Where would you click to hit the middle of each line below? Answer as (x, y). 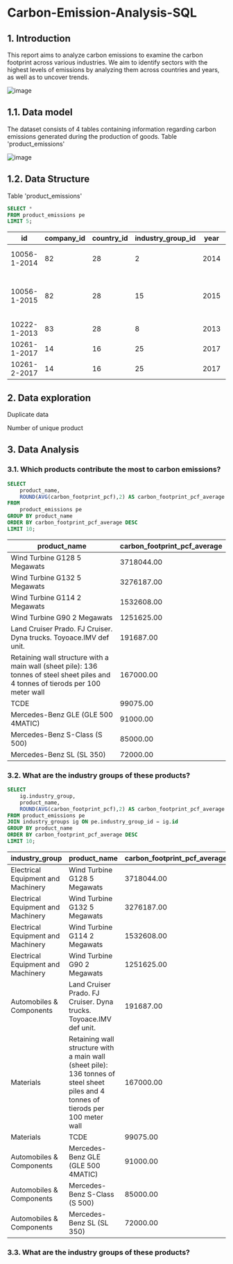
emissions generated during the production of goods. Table (92, 136)
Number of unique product (45, 428)
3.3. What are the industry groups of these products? (99, 1252)
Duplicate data (28, 415)
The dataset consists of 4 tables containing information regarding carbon (112, 129)
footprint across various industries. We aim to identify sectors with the (107, 62)
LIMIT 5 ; (20, 221)
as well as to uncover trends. (48, 77)
